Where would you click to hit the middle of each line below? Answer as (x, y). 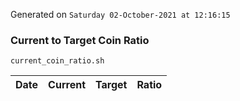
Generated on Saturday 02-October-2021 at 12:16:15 (120, 14)
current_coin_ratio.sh (57, 61)
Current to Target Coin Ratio (80, 40)
